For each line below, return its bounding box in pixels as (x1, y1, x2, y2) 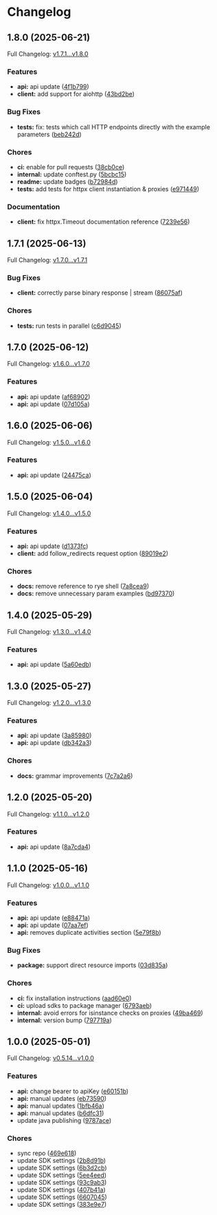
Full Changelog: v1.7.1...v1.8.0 (7, 50, 89, 58)
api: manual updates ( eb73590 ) (16, 1094, 107, 1102)
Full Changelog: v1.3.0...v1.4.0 (7, 628, 91, 636)
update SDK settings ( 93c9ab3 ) (16, 1178, 107, 1186)
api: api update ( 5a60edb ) (16, 660, 91, 668)
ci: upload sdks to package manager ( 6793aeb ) (16, 1001, 152, 1009)
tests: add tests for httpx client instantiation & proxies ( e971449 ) (16, 184, 199, 193)
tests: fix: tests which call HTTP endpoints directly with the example (16, 123, 211, 131)
